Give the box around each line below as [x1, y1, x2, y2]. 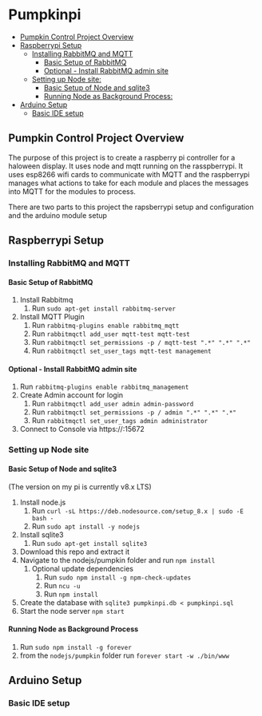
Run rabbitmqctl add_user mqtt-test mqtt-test [31, 329, 190, 338]
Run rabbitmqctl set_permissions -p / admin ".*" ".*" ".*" [31, 407, 237, 417]
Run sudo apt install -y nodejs [31, 521, 141, 531]
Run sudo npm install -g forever [19, 642, 132, 651]
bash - [31, 514, 54, 522]
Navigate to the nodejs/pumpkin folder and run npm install [19, 555, 216, 564]
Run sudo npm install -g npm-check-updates [43, 572, 192, 582]
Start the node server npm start [19, 606, 125, 615]
